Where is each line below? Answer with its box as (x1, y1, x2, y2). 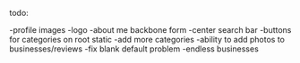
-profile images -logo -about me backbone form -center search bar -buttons (9, 25, 292, 35)
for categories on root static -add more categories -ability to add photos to (9, 35, 285, 44)
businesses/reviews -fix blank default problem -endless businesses (9, 43, 260, 54)
